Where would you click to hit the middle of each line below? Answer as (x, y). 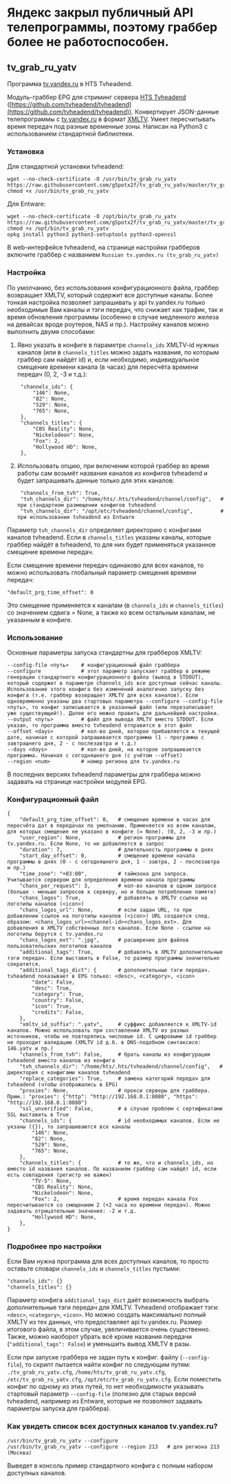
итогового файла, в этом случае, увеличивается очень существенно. (109, 1329)
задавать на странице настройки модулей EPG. (77, 781)
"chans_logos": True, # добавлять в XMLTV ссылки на (113, 898)
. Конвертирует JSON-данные (175, 112)
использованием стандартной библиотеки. (70, 134)
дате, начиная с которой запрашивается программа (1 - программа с (106, 737)
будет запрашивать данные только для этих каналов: (96, 480)
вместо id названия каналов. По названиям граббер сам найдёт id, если (112, 1169)
